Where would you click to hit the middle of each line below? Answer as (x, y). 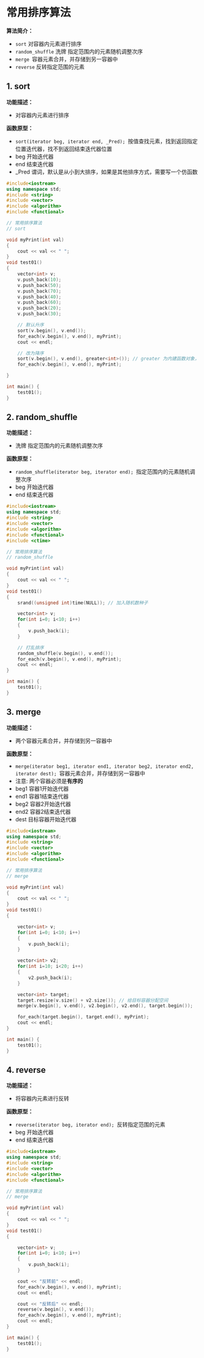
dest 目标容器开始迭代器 (46, 819)
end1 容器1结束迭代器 (42, 796)
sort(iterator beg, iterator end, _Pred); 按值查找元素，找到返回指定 (106, 141)
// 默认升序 (31, 325)
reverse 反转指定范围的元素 (50, 67)
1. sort (18, 86)
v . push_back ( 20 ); (40, 308)
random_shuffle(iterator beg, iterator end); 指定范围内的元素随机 (102, 472)
